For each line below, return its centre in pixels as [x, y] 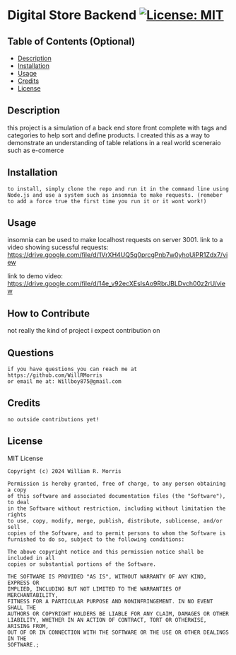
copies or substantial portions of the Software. [82, 564]
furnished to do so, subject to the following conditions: [96, 539]
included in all [31, 558]
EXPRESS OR [23, 583]
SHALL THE [22, 608]
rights [17, 514]
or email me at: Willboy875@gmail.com [64, 382]
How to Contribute [49, 313]
